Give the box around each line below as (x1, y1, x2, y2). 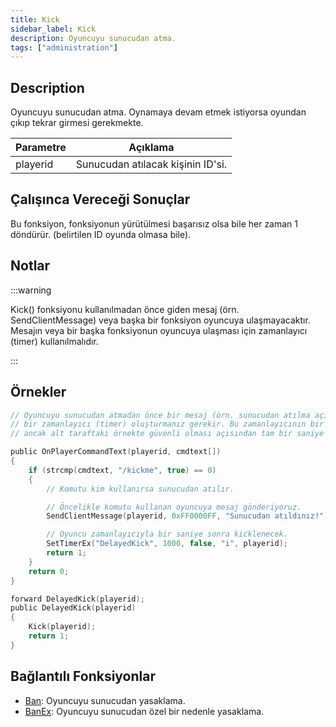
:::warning (10, 284, 52, 296)
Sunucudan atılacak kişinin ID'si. (75, 157, 228, 171)
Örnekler (10, 384, 67, 401)
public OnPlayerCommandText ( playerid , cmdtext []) (10, 447, 222, 457)
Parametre (15, 141, 67, 155)
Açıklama (128, 141, 175, 155)
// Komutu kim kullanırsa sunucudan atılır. (46, 484, 235, 494)
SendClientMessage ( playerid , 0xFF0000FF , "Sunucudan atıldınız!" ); (46, 511, 333, 521)
